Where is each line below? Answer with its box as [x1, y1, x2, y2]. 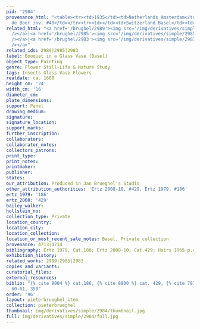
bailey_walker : [6, 203, 44, 209]
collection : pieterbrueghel [6, 302, 76, 309]
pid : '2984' [6, 8, 36, 15]
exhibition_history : [6, 253, 58, 259]
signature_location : [6, 120, 58, 126]
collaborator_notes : [6, 141, 58, 148]
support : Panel [6, 103, 44, 109]
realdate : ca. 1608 [6, 75, 55, 81]
